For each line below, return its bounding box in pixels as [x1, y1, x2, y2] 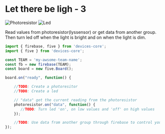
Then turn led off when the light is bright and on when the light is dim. [5, 34, 146, 40]
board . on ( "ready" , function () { [5, 75, 71, 80]
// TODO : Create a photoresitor [14, 84, 78, 89]
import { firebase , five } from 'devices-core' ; [5, 44, 107, 49]
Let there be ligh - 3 [5, 3, 86, 15]
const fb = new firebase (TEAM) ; [5, 62, 71, 67]
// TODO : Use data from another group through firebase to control [14, 120, 153, 125]
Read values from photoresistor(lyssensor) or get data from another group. [5, 29, 157, 35]
